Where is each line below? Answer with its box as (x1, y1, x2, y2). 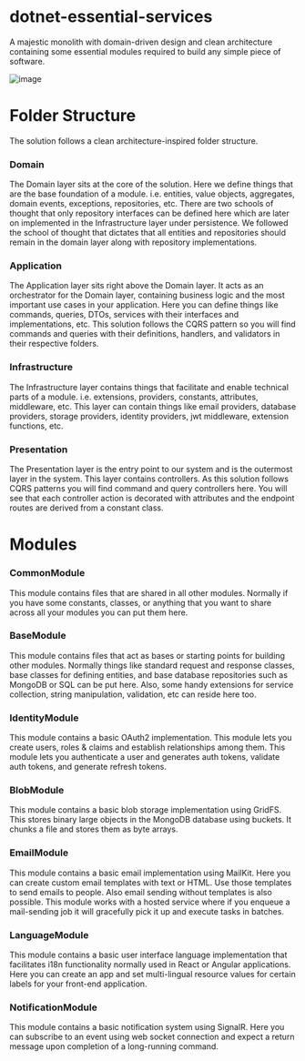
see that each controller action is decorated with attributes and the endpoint (9, 493, 295, 504)
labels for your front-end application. (9, 978, 147, 989)
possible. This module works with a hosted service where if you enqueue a (9, 896, 290, 907)
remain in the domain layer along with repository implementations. (9, 237, 258, 248)
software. (9, 56, 46, 66)
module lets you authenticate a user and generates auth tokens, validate (9, 752, 280, 763)
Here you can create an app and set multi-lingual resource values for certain (9, 969, 296, 980)
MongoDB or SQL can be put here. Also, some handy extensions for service (9, 679, 294, 690)
